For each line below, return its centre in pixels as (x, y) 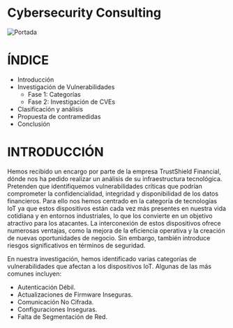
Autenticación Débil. (46, 287)
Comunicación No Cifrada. (55, 302)
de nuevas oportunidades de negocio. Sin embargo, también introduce (109, 237)
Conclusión (33, 124)
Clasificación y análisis (50, 109)
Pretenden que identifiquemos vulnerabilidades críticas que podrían (105, 186)
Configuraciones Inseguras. (57, 309)
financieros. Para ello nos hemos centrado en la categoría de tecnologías (112, 201)
